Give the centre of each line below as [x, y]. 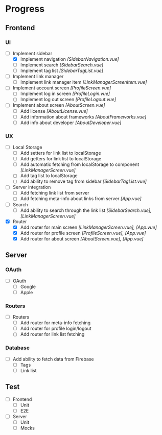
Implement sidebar [32, 53]
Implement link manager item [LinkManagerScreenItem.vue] [84, 82]
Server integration [32, 187]
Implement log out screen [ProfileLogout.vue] [68, 100]
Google [28, 286]
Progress [25, 9]
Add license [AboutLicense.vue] [54, 111]
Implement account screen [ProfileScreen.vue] [62, 88]
